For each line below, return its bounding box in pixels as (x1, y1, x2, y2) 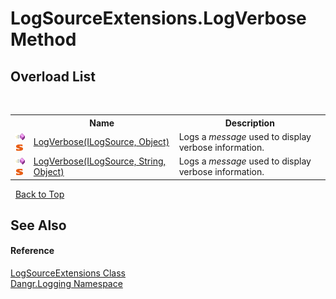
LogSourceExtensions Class (10, 267, 126, 279)
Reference (10, 245, 55, 257)
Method (10, 28, 77, 51)
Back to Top (14, 188, 65, 200)
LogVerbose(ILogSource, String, (33, 155, 167, 167)
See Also (10, 217, 67, 234)
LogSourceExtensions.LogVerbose (10, 7, 307, 30)
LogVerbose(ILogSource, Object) (33, 136, 170, 148)
